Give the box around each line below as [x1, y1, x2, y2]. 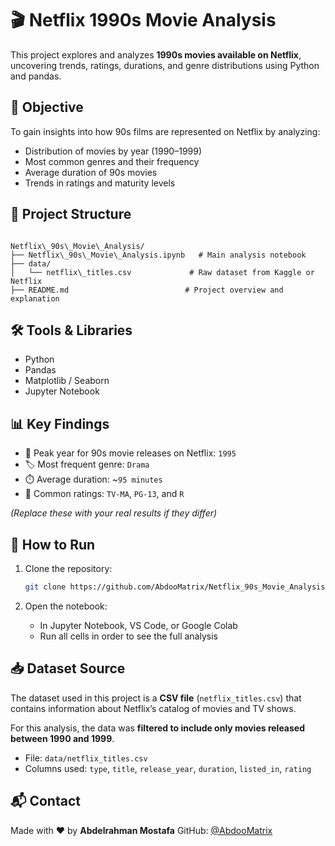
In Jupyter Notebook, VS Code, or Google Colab [39, 619, 238, 631]
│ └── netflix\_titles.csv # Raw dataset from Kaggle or [10, 267, 315, 277]
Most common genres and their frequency [24, 155, 200, 167]
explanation [10, 293, 60, 304]
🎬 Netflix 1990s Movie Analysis [10, 9, 277, 32]
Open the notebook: [24, 600, 108, 612]
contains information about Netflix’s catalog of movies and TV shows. [10, 702, 297, 714]
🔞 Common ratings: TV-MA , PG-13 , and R [24, 488, 185, 500]
